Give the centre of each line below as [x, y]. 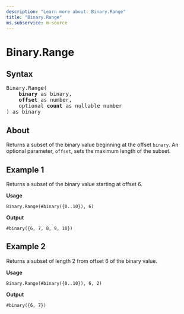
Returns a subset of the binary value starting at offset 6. [74, 184]
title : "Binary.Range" [34, 17]
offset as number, [45, 100]
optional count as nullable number [70, 106]
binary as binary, [45, 94]
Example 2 [26, 247]
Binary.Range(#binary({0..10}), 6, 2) [54, 283]
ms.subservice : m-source [37, 23]
